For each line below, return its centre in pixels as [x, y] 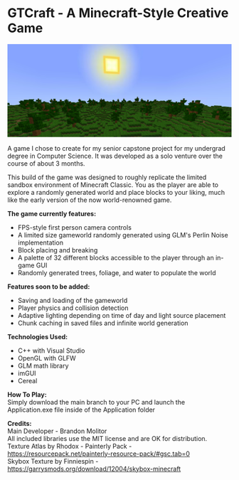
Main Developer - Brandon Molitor [57, 431]
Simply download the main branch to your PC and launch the [96, 402]
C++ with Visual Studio [51, 351]
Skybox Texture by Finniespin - [53, 461]
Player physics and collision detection [73, 308]
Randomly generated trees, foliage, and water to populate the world [117, 272]
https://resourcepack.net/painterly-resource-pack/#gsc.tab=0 [99, 454]
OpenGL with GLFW [47, 358]
